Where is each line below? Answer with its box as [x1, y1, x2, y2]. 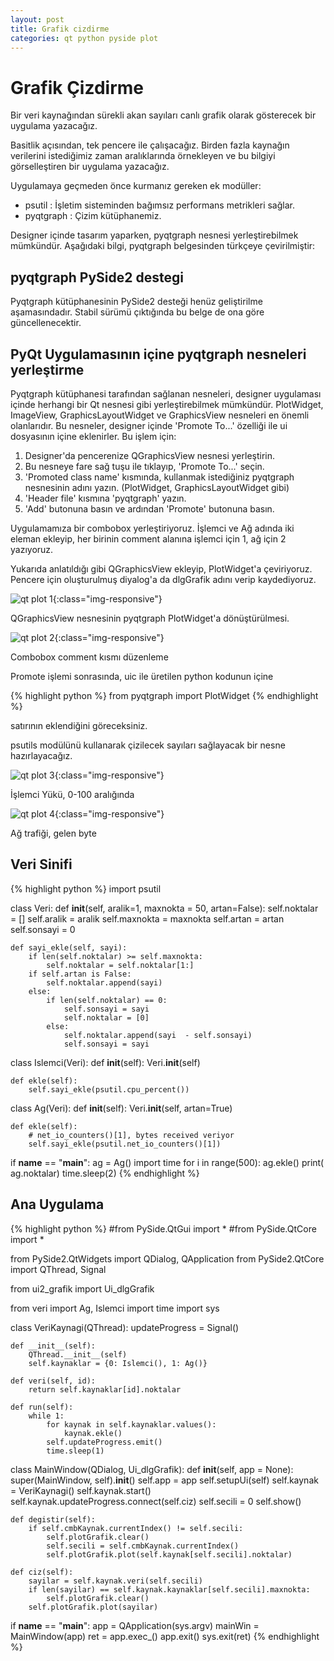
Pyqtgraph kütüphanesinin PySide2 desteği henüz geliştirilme [10, 296, 263, 308]
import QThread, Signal [10, 1263, 107, 1275]
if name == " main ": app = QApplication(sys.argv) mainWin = [10, 1619, 260, 1631]
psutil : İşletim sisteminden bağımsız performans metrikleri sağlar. [24, 199, 295, 211]
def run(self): [10, 1402, 74, 1412]
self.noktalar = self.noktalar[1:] [46, 960, 195, 970]
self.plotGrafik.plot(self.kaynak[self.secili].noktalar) [46, 1549, 293, 1560]
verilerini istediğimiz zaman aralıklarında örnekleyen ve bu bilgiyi [10, 150, 276, 162]
